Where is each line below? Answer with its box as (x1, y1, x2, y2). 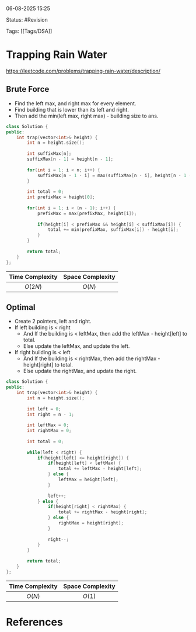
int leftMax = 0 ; (27, 422, 69, 429)
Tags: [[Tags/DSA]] (6, 27, 52, 34)
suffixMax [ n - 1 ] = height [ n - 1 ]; (27, 156, 114, 162)
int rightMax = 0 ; (27, 428, 72, 434)
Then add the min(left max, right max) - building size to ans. (14, 112, 159, 119)
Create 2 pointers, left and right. (14, 318, 92, 325)
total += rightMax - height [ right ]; (58, 509, 148, 515)
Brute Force (6, 84, 50, 94)
